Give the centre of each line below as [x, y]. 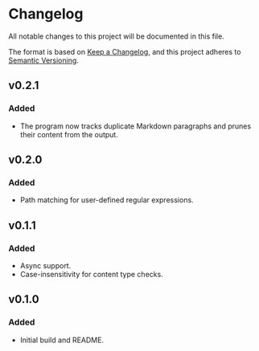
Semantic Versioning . [43, 60]
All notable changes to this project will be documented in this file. [117, 36]
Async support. [45, 265]
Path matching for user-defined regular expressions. [107, 200]
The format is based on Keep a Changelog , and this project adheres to [125, 51]
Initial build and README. [62, 340]
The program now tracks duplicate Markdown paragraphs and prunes [136, 126]
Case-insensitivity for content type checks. [91, 274]
